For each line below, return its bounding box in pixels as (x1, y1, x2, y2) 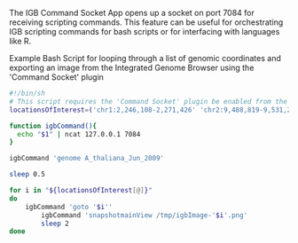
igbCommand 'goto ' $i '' (25, 202, 114, 211)
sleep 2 (41, 219, 69, 228)
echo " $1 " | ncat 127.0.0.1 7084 (17, 129, 141, 138)
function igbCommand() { (9, 121, 98, 130)
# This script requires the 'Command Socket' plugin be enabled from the (9, 97, 288, 106)
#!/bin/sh (9, 89, 46, 98)
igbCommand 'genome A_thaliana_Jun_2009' (9, 154, 165, 163)
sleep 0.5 (9, 170, 46, 179)
